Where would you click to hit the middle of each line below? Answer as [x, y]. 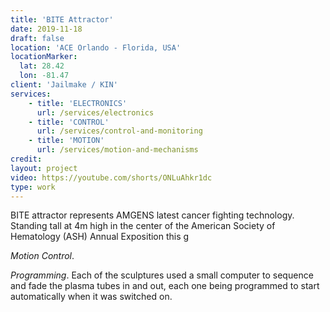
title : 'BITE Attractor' [62, 19]
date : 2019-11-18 [46, 29]
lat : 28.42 [42, 66]
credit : [26, 159]
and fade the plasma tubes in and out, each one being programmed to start [165, 286]
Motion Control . [42, 256]
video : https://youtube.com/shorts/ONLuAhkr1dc [111, 177]
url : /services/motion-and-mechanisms [117, 150]
